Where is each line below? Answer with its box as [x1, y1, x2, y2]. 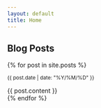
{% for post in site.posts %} [7, 61, 87, 70]
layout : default [7, 10, 54, 17]
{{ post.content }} [7, 86, 58, 95]
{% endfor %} [7, 94, 47, 102]
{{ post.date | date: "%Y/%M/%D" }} [7, 75, 95, 82]
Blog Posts [7, 43, 55, 54]
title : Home [7, 17, 42, 24]
